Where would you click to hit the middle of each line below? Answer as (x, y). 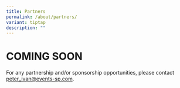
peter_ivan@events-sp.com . (40, 79)
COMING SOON (45, 57)
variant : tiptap (26, 22)
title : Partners (26, 11)
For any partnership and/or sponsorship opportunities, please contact (90, 73)
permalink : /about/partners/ (42, 17)
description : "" (26, 28)
